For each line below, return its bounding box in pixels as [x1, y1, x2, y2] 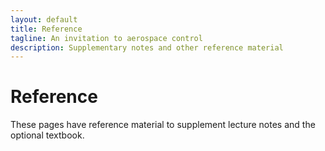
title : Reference [10, 24, 83, 34]
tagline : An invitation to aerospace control [10, 33, 203, 43]
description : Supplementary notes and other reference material [10, 42, 284, 53]
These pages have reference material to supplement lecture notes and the [10, 119, 316, 131]
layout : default [10, 14, 78, 25]
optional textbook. [10, 129, 85, 141]
